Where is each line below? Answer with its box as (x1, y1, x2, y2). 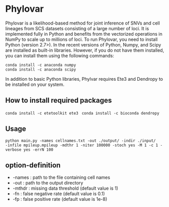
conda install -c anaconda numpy (5, 62, 76, 67)
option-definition (5, 160, 61, 169)
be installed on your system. (5, 81, 65, 87)
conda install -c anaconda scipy (5, 67, 76, 72)
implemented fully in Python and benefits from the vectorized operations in (5, 31, 163, 37)
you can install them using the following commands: (5, 52, 115, 59)
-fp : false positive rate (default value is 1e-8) (12, 196, 107, 202)
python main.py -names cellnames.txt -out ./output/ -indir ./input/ (5, 138, 156, 143)
